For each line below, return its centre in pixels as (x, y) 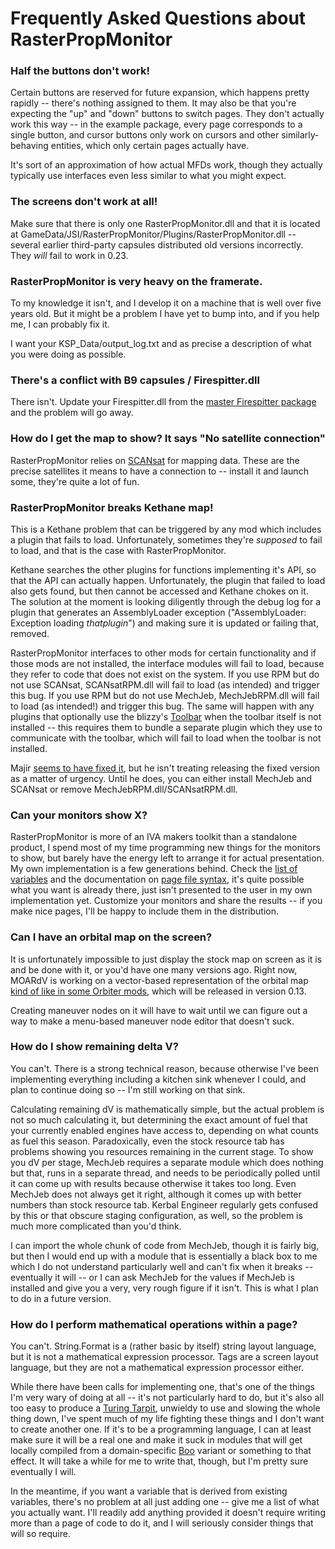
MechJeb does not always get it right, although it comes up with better (156, 1194)
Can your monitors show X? (79, 815)
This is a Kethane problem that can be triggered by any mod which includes (166, 529)
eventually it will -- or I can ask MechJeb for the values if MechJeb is (152, 1277)
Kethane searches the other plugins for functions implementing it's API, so (163, 569)
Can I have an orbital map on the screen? (111, 937)
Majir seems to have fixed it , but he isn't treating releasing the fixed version (165, 768)
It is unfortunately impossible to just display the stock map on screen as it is (166, 959)
